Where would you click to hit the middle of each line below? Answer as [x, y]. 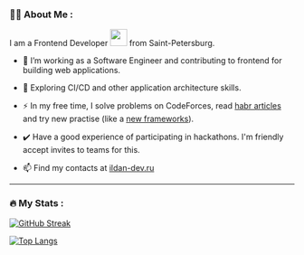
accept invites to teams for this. [81, 150]
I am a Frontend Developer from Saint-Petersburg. [112, 43]
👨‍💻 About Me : [42, 14]
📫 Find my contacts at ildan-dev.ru [88, 168]
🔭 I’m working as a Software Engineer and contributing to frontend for [152, 61]
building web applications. [71, 71]
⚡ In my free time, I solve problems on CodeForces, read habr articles [152, 106]
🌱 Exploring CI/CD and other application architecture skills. [132, 88]
